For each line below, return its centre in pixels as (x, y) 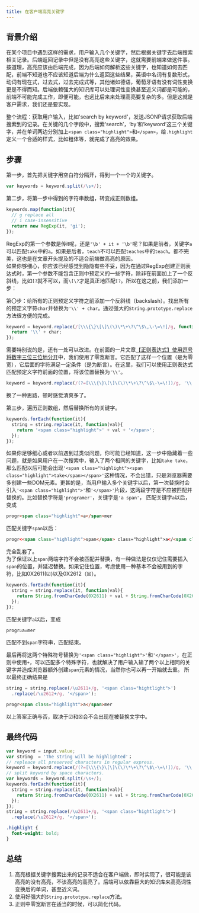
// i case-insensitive (39, 220)
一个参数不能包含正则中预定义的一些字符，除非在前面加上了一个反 (112, 273)
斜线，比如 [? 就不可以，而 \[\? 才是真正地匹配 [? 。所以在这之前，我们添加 (95, 281)
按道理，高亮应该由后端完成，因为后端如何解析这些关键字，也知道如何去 (94, 67)
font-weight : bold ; (36, 834)
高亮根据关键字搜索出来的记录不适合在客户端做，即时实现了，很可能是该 (103, 874)
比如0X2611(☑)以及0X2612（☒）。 (58, 574)
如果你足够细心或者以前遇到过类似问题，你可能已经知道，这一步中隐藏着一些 (99, 453)
